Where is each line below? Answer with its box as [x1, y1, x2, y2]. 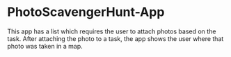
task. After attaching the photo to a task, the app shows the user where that [7, 34, 224, 42]
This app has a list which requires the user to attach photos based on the [7, 27, 216, 35]
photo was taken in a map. [7, 42, 83, 50]
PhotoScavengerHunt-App [7, 4, 165, 20]
